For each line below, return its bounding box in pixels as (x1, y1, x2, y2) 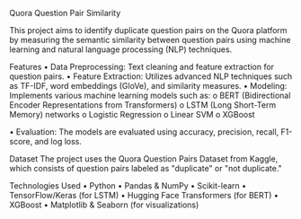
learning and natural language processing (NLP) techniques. (9, 44, 233, 55)
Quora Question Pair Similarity (9, 8, 121, 18)
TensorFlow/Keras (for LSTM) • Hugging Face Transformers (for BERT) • (9, 190, 279, 200)
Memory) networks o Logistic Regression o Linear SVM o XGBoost (9, 109, 255, 119)
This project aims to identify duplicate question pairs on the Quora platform (9, 25, 288, 35)
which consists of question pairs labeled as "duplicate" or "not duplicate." (9, 163, 283, 173)
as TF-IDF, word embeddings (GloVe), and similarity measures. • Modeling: (9, 81, 288, 91)
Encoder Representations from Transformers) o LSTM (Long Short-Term (9, 100, 277, 110)
